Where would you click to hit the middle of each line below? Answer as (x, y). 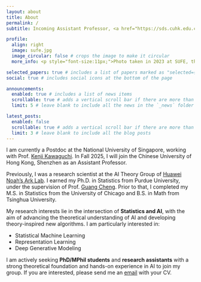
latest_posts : (24, 116)
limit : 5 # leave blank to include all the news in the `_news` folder (103, 105)
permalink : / (22, 23)
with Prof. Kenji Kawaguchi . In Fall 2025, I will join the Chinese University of (99, 156)
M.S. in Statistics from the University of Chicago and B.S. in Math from (93, 193)
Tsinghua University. (31, 200)
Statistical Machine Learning (50, 236)
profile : (17, 40)
